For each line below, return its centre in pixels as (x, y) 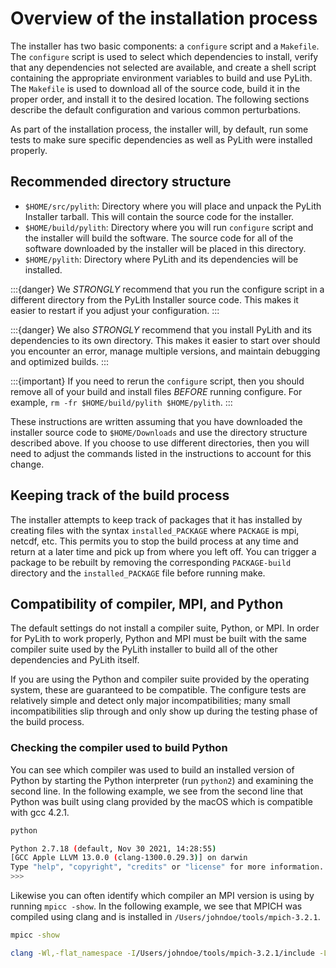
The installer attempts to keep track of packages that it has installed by (156, 519)
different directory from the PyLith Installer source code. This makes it (154, 299)
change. (27, 464)
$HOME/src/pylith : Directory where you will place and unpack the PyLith (173, 206)
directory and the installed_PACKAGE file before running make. (138, 573)
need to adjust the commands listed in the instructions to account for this (161, 453)
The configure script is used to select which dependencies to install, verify (164, 56)
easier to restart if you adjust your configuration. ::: (115, 310)
